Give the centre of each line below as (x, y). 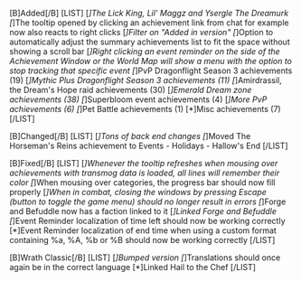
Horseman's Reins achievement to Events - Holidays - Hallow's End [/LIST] (149, 145)
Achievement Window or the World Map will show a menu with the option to (150, 61)
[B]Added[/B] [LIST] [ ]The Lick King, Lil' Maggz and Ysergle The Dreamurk (149, 13)
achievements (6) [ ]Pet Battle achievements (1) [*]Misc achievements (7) (146, 109)
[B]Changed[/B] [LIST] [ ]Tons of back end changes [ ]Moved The (130, 136)
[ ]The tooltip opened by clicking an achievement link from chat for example (149, 23)
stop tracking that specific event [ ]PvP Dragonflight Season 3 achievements (151, 70)
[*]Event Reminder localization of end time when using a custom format (143, 230)
